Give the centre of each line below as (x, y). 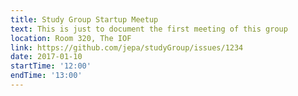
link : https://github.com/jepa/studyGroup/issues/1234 (127, 47)
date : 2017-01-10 (46, 57)
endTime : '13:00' (46, 76)
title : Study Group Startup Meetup (84, 19)
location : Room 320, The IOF (71, 38)
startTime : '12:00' (51, 66)
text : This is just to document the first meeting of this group (149, 29)
